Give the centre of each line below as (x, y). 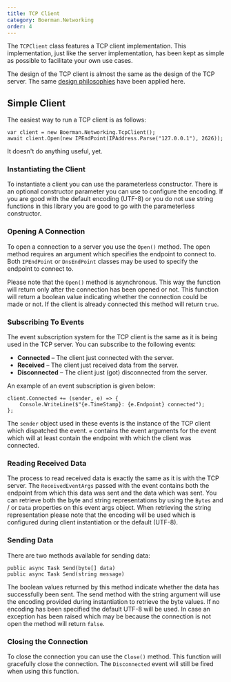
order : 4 (20, 26)
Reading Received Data (47, 463)
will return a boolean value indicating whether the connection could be (108, 296)
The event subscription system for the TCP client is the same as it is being (112, 337)
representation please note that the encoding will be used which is (102, 515)
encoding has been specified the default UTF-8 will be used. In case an (109, 609)
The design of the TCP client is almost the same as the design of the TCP (111, 74)
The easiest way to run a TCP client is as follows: (77, 120)
